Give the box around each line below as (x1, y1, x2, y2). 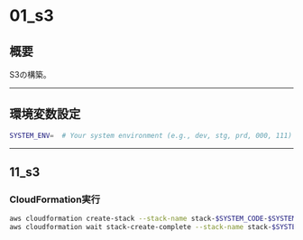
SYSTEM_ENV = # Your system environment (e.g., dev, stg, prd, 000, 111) (9, 131, 293, 140)
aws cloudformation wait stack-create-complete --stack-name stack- (9, 223, 272, 232)
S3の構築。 (9, 69, 51, 79)
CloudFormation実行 (9, 193, 101, 206)
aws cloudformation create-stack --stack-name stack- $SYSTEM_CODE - (9, 214, 269, 224)
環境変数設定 (9, 106, 81, 122)
